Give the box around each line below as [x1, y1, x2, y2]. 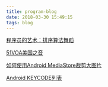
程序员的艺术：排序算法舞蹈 [6, 37, 74, 44]
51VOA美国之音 [6, 49, 43, 56]
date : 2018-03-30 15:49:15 [6, 14, 73, 20]
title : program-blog [6, 8, 58, 15]
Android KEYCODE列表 [6, 75, 62, 82]
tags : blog [6, 20, 33, 25]
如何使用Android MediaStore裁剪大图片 [6, 62, 102, 69]
